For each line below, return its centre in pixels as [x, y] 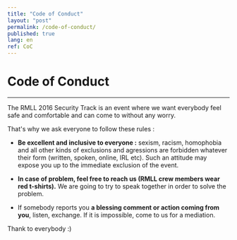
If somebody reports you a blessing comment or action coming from [119, 207]
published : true [31, 34]
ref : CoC [20, 47]
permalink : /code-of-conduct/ [52, 27]
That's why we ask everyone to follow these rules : [81, 128]
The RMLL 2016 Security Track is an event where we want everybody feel [115, 107]
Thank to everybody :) [39, 228]
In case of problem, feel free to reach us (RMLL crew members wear [119, 179]
